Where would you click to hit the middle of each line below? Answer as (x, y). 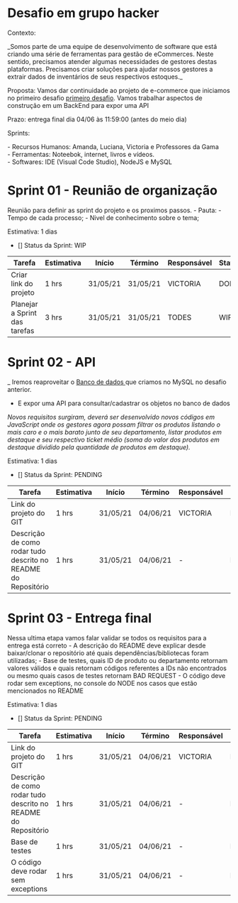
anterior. (19, 389)
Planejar (24, 304)
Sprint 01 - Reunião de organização (113, 191)
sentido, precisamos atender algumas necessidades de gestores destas (112, 61)
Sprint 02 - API (52, 362)
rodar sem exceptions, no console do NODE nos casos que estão (102, 683)
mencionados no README (45, 691)
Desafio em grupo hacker (83, 13)
